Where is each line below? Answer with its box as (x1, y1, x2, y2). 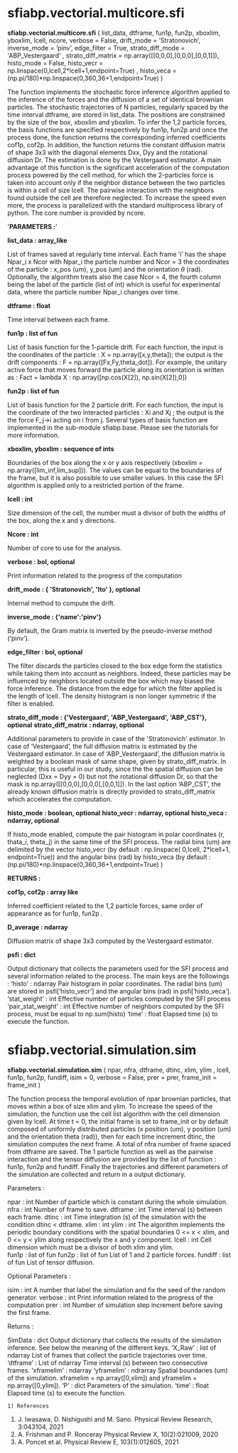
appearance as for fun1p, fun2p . (7, 909, 103, 917)
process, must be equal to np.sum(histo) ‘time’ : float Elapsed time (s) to (7, 1009, 218, 1018)
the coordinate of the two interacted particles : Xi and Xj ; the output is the (7, 408, 225, 417)
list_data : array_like (7, 236, 67, 245)
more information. (7, 430, 60, 439)
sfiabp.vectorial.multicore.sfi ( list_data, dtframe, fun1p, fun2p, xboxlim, (7, 28, 221, 37)
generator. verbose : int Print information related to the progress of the (7, 1293, 214, 1302)
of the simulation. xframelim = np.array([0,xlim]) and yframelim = (7, 1373, 198, 1382)
